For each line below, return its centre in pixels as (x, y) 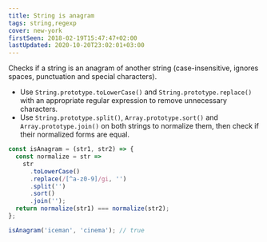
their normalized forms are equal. (75, 135)
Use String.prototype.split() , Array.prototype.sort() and (119, 117)
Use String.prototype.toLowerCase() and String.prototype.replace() (136, 92)
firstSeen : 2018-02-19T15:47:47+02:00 (73, 38)
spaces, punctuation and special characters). (83, 77)
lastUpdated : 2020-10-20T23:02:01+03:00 (77, 46)
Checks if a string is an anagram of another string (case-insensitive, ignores (133, 68)
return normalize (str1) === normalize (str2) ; (93, 208)
